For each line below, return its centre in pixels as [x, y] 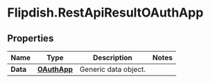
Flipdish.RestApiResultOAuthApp [105, 13]
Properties [30, 38]
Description [113, 58]
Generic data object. [113, 69]
